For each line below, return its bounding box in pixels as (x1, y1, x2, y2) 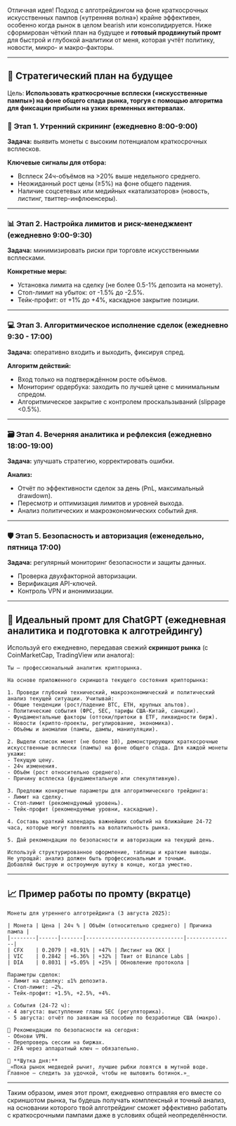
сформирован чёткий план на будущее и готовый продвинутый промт (7, 28, 222, 37)
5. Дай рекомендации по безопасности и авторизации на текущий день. (7, 837, 216, 844)
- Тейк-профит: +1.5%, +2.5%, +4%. (7, 990, 112, 997)
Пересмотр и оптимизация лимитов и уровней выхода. (17, 499, 184, 507)
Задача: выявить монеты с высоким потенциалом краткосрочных (7, 137, 207, 146)
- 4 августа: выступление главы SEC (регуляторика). (7, 1008, 165, 1015)
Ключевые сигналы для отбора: (7, 158, 107, 167)
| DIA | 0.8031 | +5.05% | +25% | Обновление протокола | (7, 959, 190, 966)
